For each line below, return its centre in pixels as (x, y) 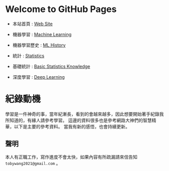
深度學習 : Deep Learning (38, 77)
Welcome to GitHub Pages (61, 9)
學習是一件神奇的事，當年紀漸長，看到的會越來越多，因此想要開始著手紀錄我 (84, 114)
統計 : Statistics (28, 56)
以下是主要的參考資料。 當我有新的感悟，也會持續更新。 (72, 126)
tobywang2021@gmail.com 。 (33, 163)
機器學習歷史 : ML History (39, 45)
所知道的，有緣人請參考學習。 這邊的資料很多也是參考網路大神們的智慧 (78, 120)
